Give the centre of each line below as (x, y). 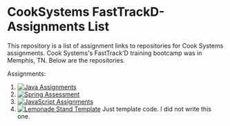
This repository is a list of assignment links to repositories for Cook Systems (115, 45)
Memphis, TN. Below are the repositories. (66, 60)
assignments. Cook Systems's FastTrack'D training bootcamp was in (105, 53)
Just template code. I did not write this (157, 109)
